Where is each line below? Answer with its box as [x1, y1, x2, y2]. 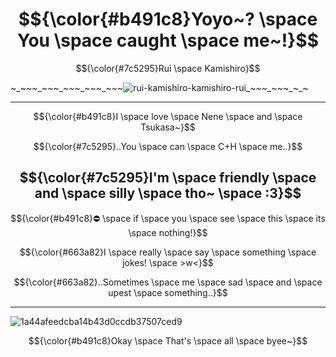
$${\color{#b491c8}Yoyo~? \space [18, 8, 318, 31]
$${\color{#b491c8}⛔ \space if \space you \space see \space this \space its [10, 212, 326, 224]
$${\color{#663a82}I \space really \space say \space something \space [19, 246, 317, 258]
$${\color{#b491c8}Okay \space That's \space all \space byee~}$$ [28, 334, 308, 347]
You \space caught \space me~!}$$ [17, 29, 319, 52]
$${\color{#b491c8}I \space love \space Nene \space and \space [33, 110, 303, 122]
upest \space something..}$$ [108, 286, 228, 298]
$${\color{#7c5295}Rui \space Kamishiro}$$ [75, 62, 261, 74]
